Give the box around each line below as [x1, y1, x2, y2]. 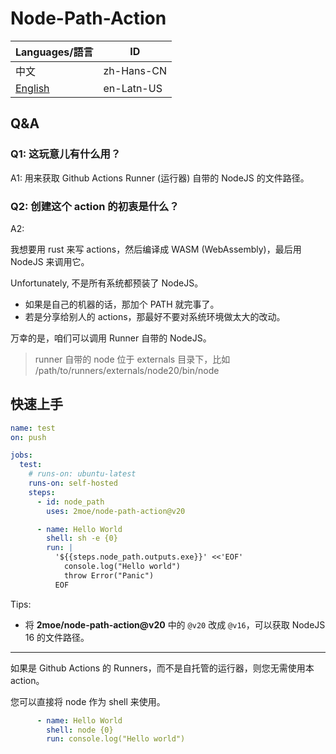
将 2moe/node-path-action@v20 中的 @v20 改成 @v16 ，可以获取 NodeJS [24, 618, 326, 631]
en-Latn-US [103, 81, 163, 95]
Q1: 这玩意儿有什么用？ [10, 147, 122, 161]
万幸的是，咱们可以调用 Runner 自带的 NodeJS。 [10, 332, 212, 344]
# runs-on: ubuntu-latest [28, 469, 137, 479]
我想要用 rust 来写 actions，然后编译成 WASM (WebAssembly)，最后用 [10, 243, 302, 255]
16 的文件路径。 [24, 631, 90, 643]
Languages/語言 [15, 45, 94, 59]
